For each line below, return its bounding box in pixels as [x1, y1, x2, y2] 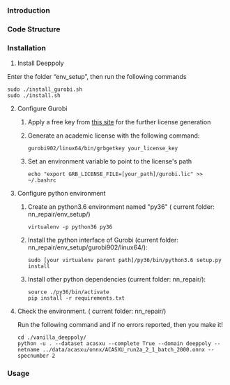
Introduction [7, 6, 50, 15]
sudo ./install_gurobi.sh [7, 86, 82, 93]
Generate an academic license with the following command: [27, 131, 200, 140]
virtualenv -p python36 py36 [27, 224, 113, 231]
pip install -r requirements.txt [27, 295, 125, 302]
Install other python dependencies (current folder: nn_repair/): [27, 275, 206, 284]
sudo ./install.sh [7, 92, 61, 99]
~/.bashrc [27, 177, 57, 184]
